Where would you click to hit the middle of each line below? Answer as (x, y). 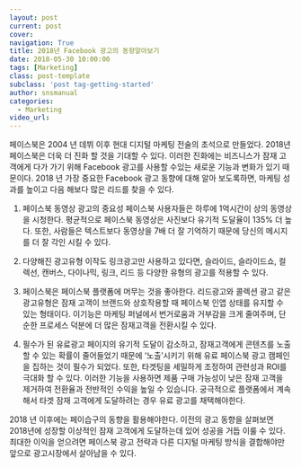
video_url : (30, 118)
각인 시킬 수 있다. (81, 242)
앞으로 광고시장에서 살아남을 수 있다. (73, 454)
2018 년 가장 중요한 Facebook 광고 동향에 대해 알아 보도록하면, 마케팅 (158, 178)
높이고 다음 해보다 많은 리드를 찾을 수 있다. (100, 189)
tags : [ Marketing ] (44, 68)
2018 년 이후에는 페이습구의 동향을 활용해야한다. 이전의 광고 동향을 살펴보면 (142, 419)
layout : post (34, 18)
